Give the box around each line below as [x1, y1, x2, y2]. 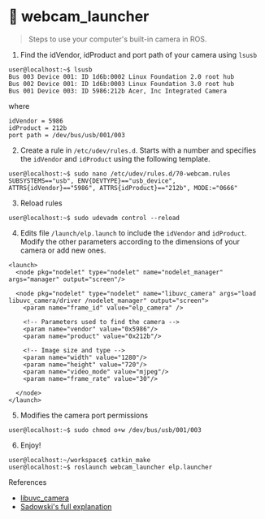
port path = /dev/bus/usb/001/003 [8, 131, 126, 139]
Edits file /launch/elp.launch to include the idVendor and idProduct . [20, 227, 247, 238]
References [8, 477, 47, 487]
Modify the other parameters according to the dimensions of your [20, 236, 240, 246]
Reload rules [20, 198, 63, 208]
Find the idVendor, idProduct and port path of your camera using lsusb [20, 50, 258, 59]
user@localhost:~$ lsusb [8, 65, 93, 74]
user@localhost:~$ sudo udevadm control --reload [8, 214, 180, 222]
